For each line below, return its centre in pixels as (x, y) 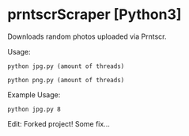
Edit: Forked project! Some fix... (59, 123)
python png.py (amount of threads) (66, 80)
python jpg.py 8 (34, 109)
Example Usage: (34, 94)
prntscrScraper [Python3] (94, 15)
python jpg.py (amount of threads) (66, 66)
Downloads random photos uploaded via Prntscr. (87, 36)
